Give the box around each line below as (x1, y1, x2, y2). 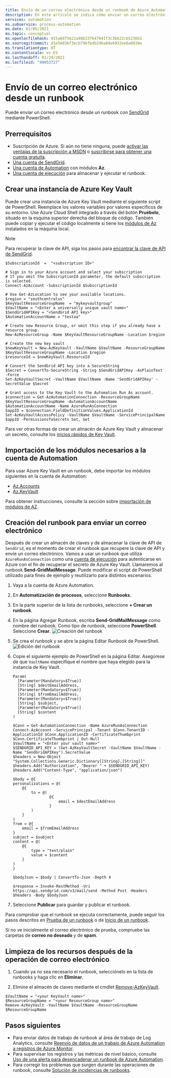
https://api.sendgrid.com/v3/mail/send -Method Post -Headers (12, 888, 148, 893)
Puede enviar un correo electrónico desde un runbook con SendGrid (5, 109, 149, 115)
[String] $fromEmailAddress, (17, 692, 79, 697)
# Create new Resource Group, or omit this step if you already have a (5, 323, 160, 328)
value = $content (31, 853, 68, 858)
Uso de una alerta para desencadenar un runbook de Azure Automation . (12, 1057, 164, 1063)
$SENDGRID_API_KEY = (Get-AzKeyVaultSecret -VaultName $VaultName (12, 745, 157, 750)
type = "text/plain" (31, 848, 75, 854)
